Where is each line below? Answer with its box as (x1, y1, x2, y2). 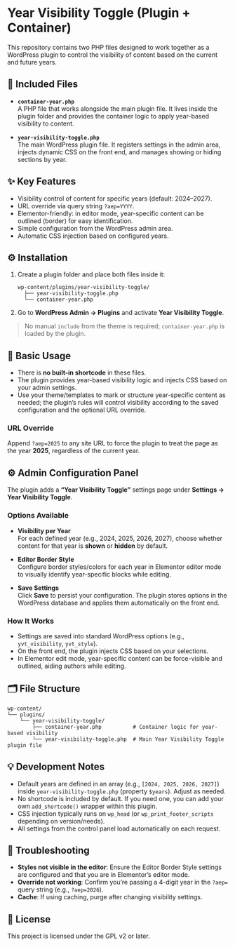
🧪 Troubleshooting (7, 844, 90, 857)
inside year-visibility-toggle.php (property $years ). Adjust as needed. (17, 787, 226, 795)
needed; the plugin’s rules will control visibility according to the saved (17, 398, 219, 407)
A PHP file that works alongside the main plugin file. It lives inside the (17, 104, 217, 113)
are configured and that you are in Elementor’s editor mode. (17, 871, 190, 879)
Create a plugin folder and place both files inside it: (17, 270, 166, 278)
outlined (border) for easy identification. (17, 216, 133, 225)
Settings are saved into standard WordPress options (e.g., (17, 631, 184, 640)
